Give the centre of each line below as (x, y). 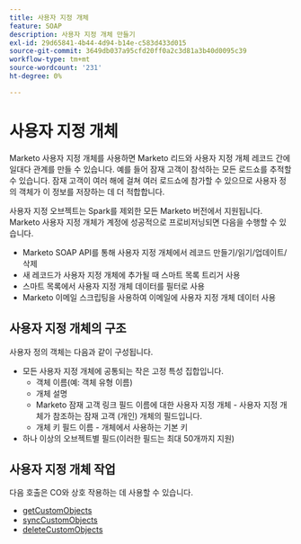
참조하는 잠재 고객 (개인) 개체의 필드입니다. (128, 415)
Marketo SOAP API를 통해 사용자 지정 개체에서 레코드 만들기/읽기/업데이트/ (155, 252)
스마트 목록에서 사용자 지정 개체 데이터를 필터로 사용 (113, 286)
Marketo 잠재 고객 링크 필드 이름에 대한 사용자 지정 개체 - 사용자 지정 (157, 405)
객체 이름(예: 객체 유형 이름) (84, 382)
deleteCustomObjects (62, 530)
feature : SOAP (36, 26)
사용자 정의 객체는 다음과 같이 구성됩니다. (81, 352)
